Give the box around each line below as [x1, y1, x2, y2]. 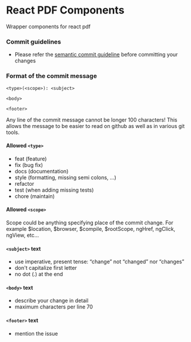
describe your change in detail [14, 297, 89, 304]
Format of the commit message [6, 72, 97, 80]
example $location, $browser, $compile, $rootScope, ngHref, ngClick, [6, 225, 176, 232]
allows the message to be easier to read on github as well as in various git [6, 122, 185, 129]
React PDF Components [6, 4, 125, 17]
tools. [6, 129, 20, 136]
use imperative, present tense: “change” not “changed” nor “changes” [14, 258, 185, 265]
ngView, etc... [6, 232, 39, 239]
